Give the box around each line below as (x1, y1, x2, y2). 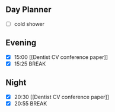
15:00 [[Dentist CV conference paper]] (14, 53, 108, 61)
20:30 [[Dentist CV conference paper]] (14, 93, 110, 100)
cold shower (14, 20, 45, 27)
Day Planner (5, 5, 52, 15)
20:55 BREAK (14, 100, 47, 107)
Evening (5, 38, 37, 48)
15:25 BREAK (14, 60, 46, 67)
